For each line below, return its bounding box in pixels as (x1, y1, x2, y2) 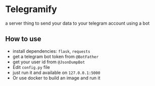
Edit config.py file (12, 64, 50, 70)
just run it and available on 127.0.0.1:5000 (12, 69, 100, 75)
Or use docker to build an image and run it (12, 74, 100, 81)
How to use (5, 35, 41, 43)
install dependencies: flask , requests (12, 48, 90, 54)
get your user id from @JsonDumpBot (12, 59, 85, 65)
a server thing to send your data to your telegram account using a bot (5, 20, 150, 26)
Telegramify (5, 4, 57, 15)
